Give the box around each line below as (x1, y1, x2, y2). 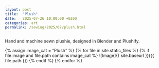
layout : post (5, 7, 32, 12)
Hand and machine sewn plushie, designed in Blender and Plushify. (5, 38, 140, 44)
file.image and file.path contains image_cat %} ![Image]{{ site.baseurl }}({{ (5, 53, 154, 58)
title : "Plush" (5, 12, 38, 16)
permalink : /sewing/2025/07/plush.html (5, 25, 86, 30)
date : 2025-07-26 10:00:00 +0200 (5, 16, 77, 21)
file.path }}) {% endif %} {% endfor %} (5, 58, 83, 64)
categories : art (5, 20, 38, 26)
